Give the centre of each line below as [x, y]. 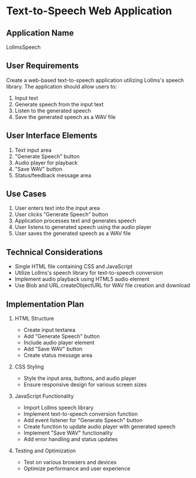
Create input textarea [49, 330]
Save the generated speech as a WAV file [65, 117]
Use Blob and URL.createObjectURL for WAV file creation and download [102, 285]
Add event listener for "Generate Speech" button [83, 420]
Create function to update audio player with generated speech [99, 427]
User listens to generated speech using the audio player [83, 227]
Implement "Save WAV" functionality [68, 433]
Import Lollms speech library [58, 408]
